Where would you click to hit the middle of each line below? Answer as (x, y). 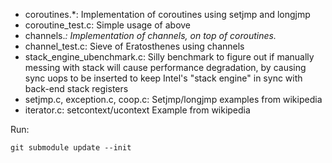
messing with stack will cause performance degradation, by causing (165, 67)
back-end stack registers (76, 88)
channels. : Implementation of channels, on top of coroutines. (150, 35)
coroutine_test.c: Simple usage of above (108, 25)
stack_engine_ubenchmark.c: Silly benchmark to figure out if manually (169, 57)
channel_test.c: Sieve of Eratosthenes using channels (134, 46)
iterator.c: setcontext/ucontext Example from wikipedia (137, 110)
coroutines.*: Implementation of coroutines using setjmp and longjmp (167, 14)
